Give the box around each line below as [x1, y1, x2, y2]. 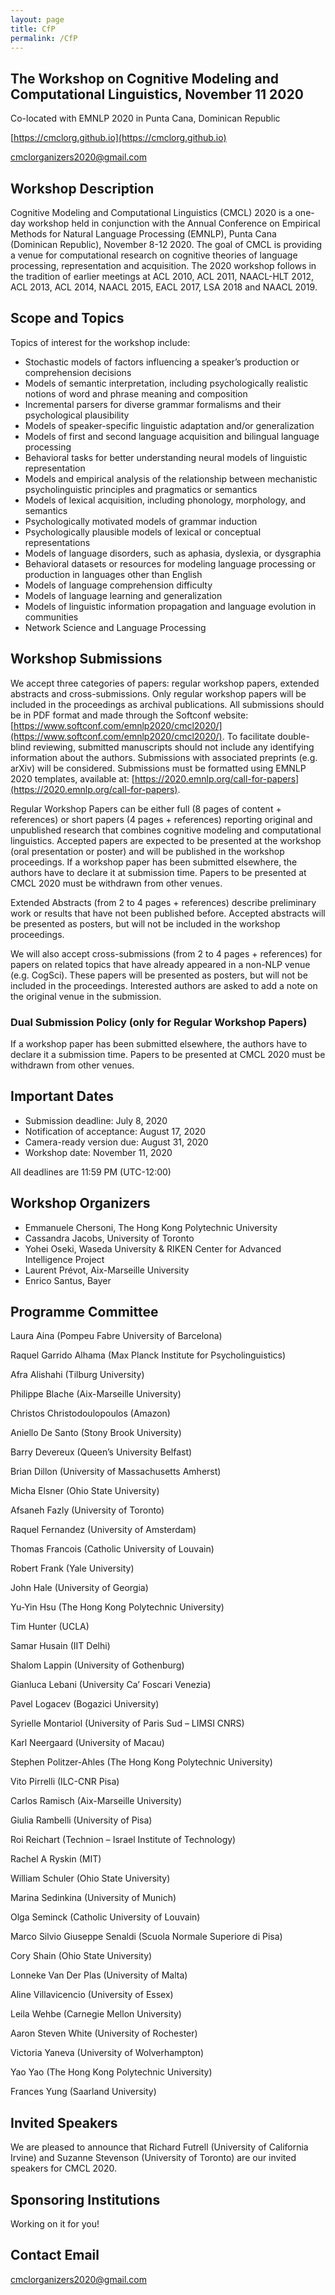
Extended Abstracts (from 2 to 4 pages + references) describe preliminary [10, 896, 317, 908]
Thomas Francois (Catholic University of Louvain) [10, 1543, 215, 1555]
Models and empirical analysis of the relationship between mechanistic [24, 472, 318, 485]
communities [24, 611, 79, 623]
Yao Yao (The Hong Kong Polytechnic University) [10, 2066, 213, 2078]
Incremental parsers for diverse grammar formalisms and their [24, 398, 282, 410]
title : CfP [10, 24, 56, 34]
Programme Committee [10, 1303, 159, 1320]
